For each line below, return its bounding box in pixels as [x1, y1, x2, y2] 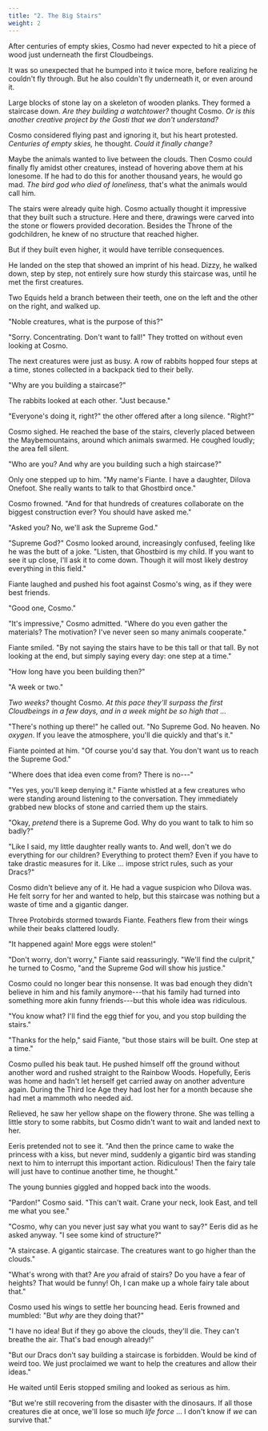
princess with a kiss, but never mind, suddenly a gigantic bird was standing [8, 1149, 256, 1159]
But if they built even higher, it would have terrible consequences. [8, 245, 225, 254]
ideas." [8, 1367, 31, 1377]
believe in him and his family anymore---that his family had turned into [8, 987, 241, 997]
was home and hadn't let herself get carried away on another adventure [8, 1076, 246, 1085]
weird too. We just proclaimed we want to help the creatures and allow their [8, 1358, 258, 1368]
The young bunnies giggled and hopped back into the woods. [8, 1181, 211, 1192]
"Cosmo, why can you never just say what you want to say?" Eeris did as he [8, 1221, 258, 1231]
